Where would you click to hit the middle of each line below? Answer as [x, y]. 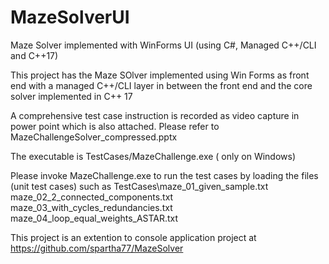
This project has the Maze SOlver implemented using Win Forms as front [160, 75]
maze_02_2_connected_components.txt [92, 197]
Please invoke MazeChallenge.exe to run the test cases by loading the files [164, 175]
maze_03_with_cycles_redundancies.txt [91, 207]
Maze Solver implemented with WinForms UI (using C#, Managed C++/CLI [163, 45]
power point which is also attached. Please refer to [115, 126]
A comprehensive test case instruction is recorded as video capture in [155, 115]
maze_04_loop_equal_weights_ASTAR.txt [94, 218]
